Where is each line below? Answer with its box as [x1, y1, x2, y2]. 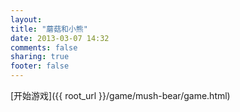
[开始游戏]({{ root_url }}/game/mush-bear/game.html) [10, 90, 231, 101]
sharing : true [10, 52, 70, 62]
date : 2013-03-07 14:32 [10, 33, 110, 43]
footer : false [10, 61, 70, 71]
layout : [10, 14, 43, 25]
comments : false [10, 42, 78, 53]
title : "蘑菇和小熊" [10, 24, 88, 34]
